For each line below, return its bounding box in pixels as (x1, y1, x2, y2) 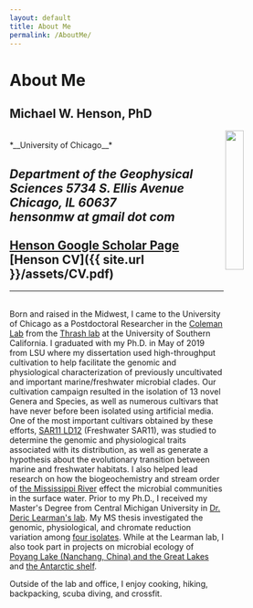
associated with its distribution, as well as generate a (9, 445, 208, 456)
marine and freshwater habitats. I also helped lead (9, 464, 198, 475)
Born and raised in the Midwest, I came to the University (9, 309, 221, 320)
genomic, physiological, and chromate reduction (9, 522, 192, 533)
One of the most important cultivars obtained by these (9, 415, 214, 426)
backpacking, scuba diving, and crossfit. (9, 588, 163, 599)
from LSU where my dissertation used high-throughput (9, 348, 216, 359)
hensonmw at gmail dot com (9, 209, 175, 225)
